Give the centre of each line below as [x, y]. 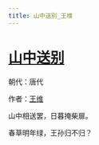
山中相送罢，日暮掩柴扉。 [50, 115]
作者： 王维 [26, 99]
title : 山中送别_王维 [41, 16]
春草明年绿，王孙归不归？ [50, 132]
